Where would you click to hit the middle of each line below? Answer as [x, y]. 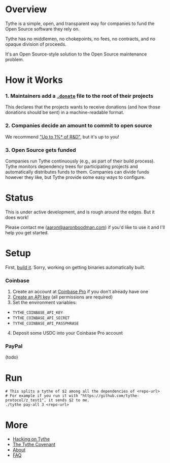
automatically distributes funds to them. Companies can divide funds [77, 172]
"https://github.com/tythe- [110, 396]
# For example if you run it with [42, 396]
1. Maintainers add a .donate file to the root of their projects [79, 96]
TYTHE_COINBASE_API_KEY [38, 313]
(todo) [12, 357]
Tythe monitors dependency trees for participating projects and [72, 167]
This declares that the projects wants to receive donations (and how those [83, 107]
